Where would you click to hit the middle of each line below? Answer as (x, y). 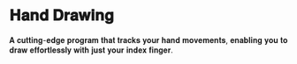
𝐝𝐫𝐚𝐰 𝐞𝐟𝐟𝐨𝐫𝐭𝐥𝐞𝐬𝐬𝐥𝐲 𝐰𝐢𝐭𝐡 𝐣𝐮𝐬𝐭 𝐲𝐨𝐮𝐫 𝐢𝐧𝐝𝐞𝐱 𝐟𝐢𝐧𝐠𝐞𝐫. (91, 50)
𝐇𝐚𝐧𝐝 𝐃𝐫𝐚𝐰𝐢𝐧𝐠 (62, 15)
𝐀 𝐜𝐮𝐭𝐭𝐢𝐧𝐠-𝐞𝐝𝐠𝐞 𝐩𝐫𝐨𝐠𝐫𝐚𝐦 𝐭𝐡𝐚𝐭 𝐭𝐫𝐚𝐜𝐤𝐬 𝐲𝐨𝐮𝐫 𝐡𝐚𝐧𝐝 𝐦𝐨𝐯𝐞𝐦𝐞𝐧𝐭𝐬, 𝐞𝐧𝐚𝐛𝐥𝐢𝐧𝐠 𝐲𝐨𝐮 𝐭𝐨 (148, 39)
